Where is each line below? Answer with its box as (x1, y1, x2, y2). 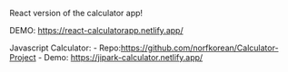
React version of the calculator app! (9, 8, 144, 18)
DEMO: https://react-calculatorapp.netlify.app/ (9, 25, 184, 35)
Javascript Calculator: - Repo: (9, 42, 122, 53)
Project (9, 52, 36, 62)
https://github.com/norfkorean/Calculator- (121, 42, 279, 53)
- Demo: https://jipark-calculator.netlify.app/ (37, 52, 204, 62)
